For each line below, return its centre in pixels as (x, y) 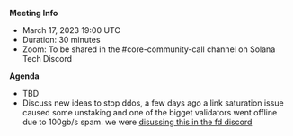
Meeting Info (34, 13)
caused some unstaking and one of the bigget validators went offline (150, 112)
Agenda (24, 76)
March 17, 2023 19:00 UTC (71, 30)
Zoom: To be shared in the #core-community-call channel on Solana (149, 49)
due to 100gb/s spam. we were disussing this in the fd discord (137, 122)
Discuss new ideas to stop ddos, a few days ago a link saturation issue (153, 103)
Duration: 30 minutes (61, 40)
